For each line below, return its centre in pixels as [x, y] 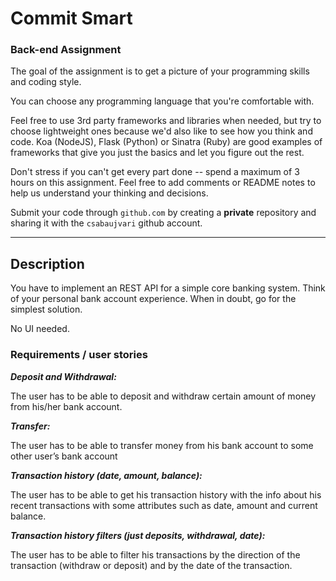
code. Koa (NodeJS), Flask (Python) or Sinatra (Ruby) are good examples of [166, 142]
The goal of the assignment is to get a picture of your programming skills [160, 71]
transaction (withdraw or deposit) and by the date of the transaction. [151, 565]
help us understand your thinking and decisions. [109, 193]
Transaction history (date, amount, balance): [106, 475]
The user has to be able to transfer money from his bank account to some [162, 445]
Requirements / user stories [79, 355]
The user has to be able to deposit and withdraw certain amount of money [163, 396]
